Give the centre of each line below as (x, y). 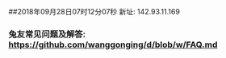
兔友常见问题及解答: (47, 34)
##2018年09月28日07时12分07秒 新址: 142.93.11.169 (94, 12)
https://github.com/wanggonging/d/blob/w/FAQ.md (113, 44)
